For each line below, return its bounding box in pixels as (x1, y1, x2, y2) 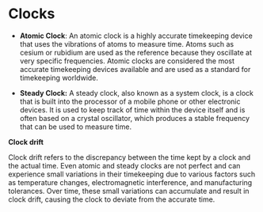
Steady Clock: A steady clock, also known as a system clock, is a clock (19, 88, 254, 97)
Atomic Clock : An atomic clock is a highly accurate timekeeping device (19, 31, 253, 40)
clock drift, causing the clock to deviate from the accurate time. (8, 195, 215, 204)
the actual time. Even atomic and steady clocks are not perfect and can (8, 161, 241, 170)
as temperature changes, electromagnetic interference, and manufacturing (8, 177, 253, 187)
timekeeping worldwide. (19, 73, 99, 82)
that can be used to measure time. (19, 122, 132, 131)
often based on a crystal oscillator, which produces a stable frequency (19, 113, 250, 123)
